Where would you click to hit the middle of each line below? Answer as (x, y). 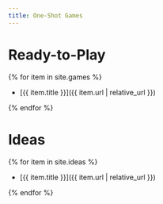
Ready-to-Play (57, 54)
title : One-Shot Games (45, 15)
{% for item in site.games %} (55, 77)
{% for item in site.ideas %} (53, 162)
